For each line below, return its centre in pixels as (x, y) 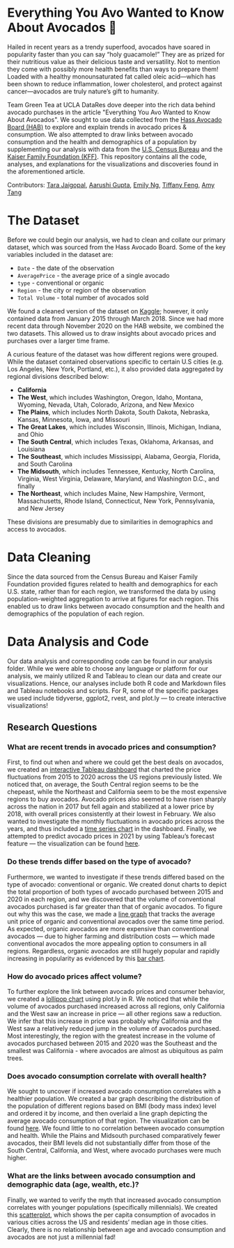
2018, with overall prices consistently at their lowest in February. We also (111, 814)
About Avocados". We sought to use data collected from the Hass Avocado (115, 119)
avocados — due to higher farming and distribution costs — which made (111, 936)
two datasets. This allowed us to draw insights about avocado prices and (112, 333)
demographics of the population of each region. (76, 614)
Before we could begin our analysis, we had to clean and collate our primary (117, 240)
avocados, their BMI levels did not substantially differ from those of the (109, 1143)
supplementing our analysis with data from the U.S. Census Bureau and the (115, 149)
